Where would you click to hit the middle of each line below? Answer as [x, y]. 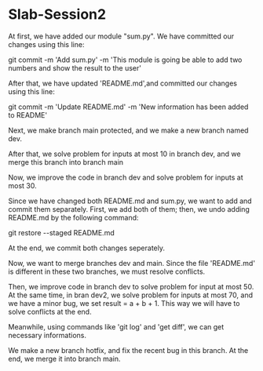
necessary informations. [47, 335]
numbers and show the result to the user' [75, 67]
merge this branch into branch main [66, 162]
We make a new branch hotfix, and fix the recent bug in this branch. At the [128, 350]
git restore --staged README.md [62, 232]
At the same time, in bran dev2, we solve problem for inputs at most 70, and [131, 295]
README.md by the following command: [73, 217]
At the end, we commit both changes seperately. [86, 248]
